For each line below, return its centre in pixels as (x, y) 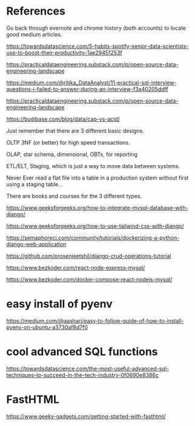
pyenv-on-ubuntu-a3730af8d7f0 (47, 327)
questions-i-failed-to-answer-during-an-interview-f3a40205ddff (87, 89)
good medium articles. (34, 34)
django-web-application (36, 244)
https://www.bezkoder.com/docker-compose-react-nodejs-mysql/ (89, 279)
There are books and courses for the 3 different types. (74, 196)
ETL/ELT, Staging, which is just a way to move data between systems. (93, 166)
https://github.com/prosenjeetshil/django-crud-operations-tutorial (89, 255)
